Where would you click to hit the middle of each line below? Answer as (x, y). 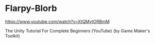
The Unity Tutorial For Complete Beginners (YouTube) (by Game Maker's (77, 31)
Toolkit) (13, 36)
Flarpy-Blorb (31, 8)
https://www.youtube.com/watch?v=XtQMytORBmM (57, 21)
